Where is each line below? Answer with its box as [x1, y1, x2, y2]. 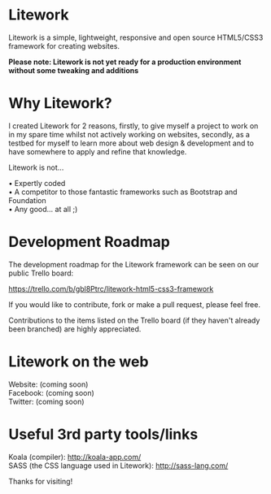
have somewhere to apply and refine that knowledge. [8, 146, 187, 156]
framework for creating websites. [8, 41, 120, 50]
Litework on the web [8, 353, 149, 370]
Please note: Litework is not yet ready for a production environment [8, 57, 242, 67]
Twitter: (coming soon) [8, 396, 85, 406]
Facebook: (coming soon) [8, 388, 95, 397]
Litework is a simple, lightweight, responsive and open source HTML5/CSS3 [8, 32, 264, 42]
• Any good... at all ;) [8, 204, 78, 214]
